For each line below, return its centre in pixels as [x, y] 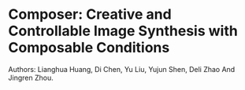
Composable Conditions [89, 48]
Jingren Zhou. [31, 77]
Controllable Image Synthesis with [123, 31]
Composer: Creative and [90, 14]
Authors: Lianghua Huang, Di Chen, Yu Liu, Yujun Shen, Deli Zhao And [122, 69]
